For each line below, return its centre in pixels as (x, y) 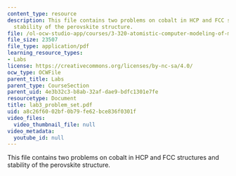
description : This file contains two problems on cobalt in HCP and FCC (116, 20)
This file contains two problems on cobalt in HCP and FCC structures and (113, 158)
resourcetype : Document (42, 99)
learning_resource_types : (45, 53)
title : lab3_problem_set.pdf (50, 105)
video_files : (26, 118)
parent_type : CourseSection (48, 86)
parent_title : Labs (36, 79)
